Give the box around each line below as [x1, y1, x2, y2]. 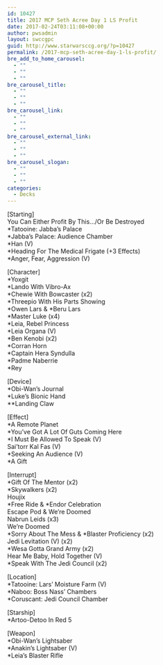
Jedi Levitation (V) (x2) [7, 537, 73, 545]
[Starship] [7, 609, 36, 617]
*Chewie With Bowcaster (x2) [7, 290, 93, 299]
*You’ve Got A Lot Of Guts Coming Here [7, 428, 123, 436]
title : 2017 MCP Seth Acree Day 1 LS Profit [7, 17, 138, 24]
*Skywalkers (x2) [7, 486, 58, 494]
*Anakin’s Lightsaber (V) [7, 644, 78, 652]
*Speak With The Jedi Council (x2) [7, 559, 108, 568]
